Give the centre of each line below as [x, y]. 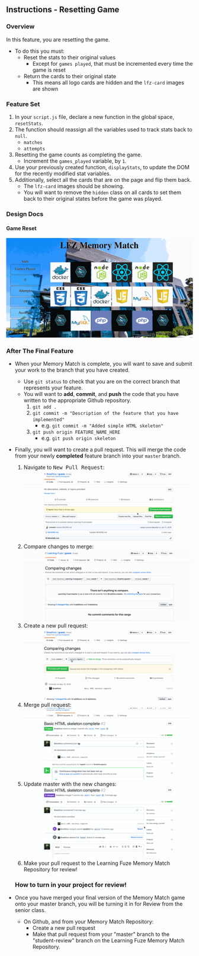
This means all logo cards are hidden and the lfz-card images [108, 82]
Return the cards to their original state [70, 76]
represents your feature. [53, 388]
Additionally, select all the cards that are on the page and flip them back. [103, 179]
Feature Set [23, 104]
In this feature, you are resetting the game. [58, 39]
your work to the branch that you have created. [72, 370]
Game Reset [21, 228]
